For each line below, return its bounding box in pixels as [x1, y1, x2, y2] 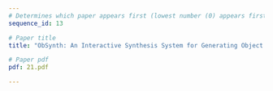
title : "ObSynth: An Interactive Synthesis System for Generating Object [8, 41, 264, 49]
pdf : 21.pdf [8, 64, 49, 72]
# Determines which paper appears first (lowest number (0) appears [8, 11, 245, 20]
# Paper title [8, 34, 57, 42]
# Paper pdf [8, 56, 49, 64]
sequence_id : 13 [8, 19, 63, 27]
